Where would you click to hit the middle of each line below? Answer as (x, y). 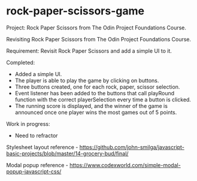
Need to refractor (36, 135)
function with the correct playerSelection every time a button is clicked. (103, 99)
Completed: (21, 62)
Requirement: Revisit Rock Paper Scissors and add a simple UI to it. (89, 51)
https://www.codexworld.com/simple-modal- (125, 165)
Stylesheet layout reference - (42, 147)
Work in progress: (28, 123)
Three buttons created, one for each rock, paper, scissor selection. (97, 87)
